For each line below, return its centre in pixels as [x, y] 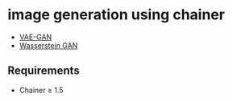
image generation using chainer [116, 15]
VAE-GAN [35, 37]
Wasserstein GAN [48, 45]
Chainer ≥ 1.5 [41, 90]
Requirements [44, 71]
